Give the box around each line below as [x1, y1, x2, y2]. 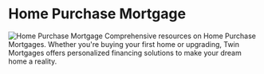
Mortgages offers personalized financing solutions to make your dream [8, 48, 242, 57]
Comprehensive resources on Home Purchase [104, 31, 257, 41]
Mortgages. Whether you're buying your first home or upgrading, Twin [8, 39, 240, 49]
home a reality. [8, 56, 57, 66]
